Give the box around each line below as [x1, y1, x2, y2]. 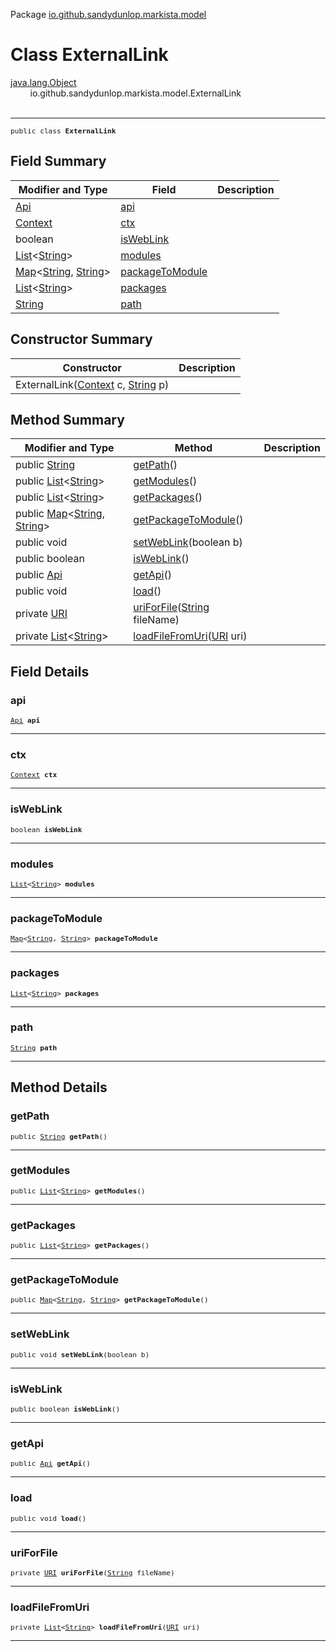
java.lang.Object [10, 76, 77, 88]
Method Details [10, 1079, 108, 1096]
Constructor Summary [10, 331, 153, 348]
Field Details [10, 663, 90, 680]
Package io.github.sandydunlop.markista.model [10, 9, 207, 20]
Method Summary [10, 411, 125, 428]
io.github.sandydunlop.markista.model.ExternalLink [29, 87, 242, 99]
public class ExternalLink [10, 126, 117, 136]
